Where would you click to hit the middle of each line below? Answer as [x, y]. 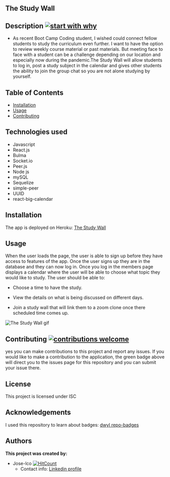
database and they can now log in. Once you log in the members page [79, 267]
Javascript [24, 144]
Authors [19, 441]
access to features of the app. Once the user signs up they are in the [78, 261]
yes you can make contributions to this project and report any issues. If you [85, 352]
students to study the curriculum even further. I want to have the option [88, 44]
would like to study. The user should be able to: [55, 278]
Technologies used [36, 132]
